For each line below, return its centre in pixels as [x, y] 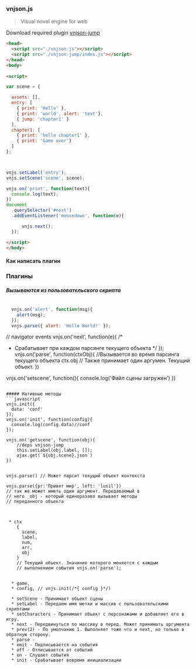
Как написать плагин [33, 261]
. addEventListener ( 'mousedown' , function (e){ [68, 216]
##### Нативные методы [34, 394]
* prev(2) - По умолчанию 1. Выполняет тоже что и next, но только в [98, 630]
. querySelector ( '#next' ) [42, 210]
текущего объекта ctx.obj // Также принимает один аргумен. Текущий [102, 361]
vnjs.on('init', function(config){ [49, 420]
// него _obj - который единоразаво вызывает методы [72, 496]
